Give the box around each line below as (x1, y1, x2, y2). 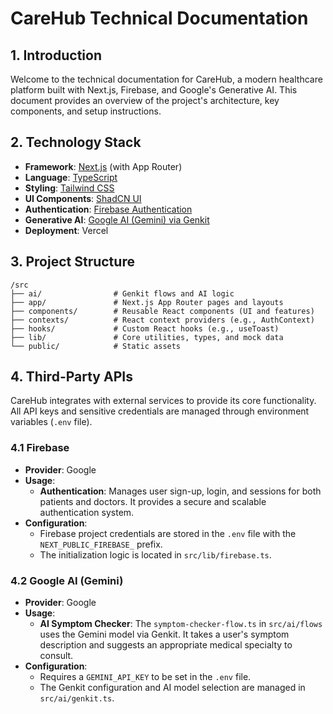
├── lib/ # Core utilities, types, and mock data (10, 332, 284, 342)
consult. (39, 650, 74, 662)
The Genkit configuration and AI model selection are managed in (39, 682, 306, 694)
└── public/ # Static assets (10, 341, 182, 351)
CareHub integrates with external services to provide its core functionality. (10, 395, 317, 407)
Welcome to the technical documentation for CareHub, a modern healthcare (10, 73, 323, 85)
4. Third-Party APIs (10, 368, 133, 386)
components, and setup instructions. (10, 105, 162, 117)
